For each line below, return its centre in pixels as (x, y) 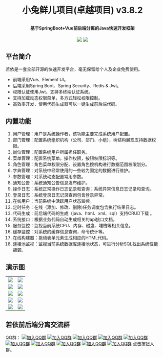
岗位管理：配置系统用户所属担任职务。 (51, 152)
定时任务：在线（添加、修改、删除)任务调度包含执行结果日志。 (75, 207)
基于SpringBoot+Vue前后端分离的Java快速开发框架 (82, 28)
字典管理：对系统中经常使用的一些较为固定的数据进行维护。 (72, 170)
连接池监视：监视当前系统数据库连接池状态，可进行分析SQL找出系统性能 (85, 244)
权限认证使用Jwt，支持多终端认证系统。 (53, 92)
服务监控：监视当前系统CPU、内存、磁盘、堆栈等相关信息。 (73, 226)
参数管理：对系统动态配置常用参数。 (49, 177)
